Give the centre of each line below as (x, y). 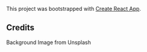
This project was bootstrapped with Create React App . (74, 9)
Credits (20, 28)
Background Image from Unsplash (49, 42)
